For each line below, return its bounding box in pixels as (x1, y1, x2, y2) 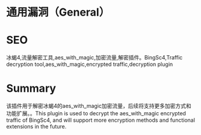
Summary (6, 82, 56, 95)
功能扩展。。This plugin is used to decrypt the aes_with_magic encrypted (6, 110, 187, 117)
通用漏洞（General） (6, 5, 110, 19)
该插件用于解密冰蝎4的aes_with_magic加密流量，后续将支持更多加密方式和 (6, 103, 191, 110)
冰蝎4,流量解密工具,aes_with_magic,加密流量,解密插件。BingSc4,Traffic (6, 54, 183, 61)
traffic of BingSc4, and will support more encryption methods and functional (6, 116, 196, 124)
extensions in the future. (6, 123, 67, 130)
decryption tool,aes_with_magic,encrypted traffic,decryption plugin (6, 61, 173, 68)
